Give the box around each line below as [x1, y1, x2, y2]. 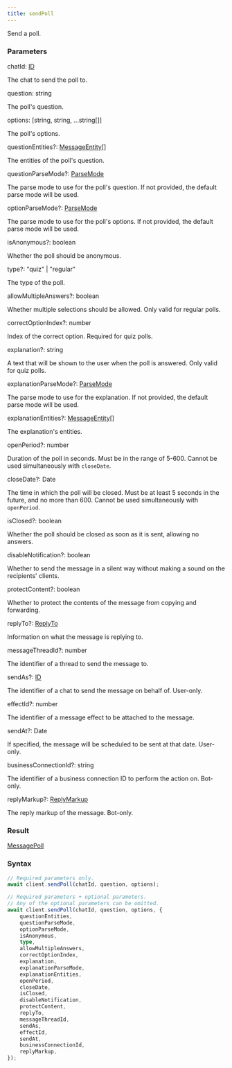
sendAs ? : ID [7, 673, 42, 681]
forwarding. [7, 606, 40, 614]
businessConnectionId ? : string [7, 760, 94, 769]
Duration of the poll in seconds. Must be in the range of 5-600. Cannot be [7, 454, 217, 462]
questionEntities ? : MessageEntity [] [7, 143, 107, 151]
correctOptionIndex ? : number [7, 318, 91, 326]
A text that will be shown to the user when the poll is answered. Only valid [7, 358, 218, 367]
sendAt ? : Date [7, 726, 48, 735]
